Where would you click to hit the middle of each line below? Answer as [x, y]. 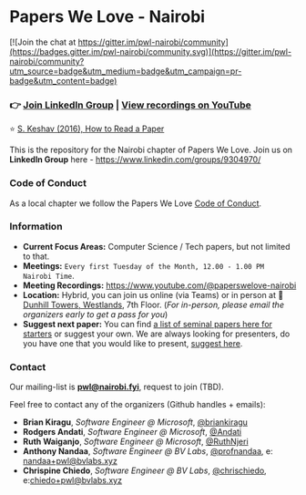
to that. [36, 256]
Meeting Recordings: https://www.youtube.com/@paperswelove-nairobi [159, 285]
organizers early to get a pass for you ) [95, 314]
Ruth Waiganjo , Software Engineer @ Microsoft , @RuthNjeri [135, 442]
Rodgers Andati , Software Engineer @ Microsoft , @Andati [132, 432]
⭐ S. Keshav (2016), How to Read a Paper [87, 129]
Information [36, 227]
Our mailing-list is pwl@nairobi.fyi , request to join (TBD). [117, 387]
